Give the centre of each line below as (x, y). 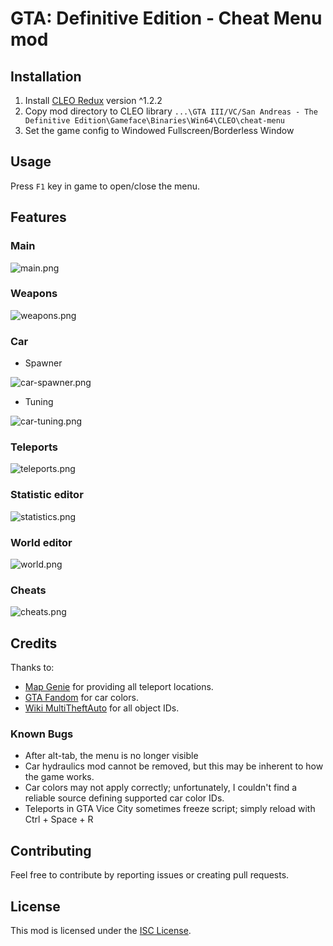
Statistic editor (47, 495)
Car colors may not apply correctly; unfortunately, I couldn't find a (161, 788)
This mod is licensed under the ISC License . (101, 931)
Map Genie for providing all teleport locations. (119, 687)
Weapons (34, 294)
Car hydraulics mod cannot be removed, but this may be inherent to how (174, 766)
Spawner (43, 363)
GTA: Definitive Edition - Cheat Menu (166, 18)
